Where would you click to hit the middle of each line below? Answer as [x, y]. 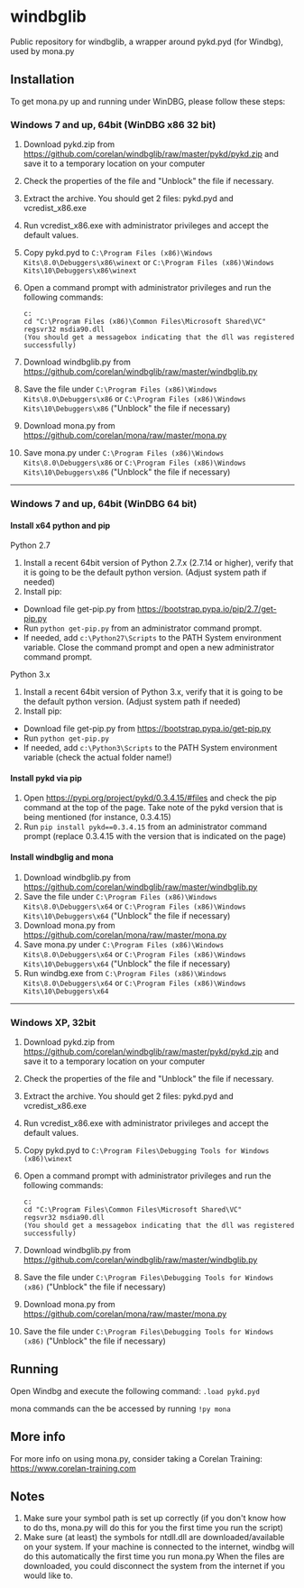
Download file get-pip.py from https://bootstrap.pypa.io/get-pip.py [147, 729]
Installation [42, 80]
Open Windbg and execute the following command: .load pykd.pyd [135, 1390]
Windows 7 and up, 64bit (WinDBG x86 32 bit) [113, 125]
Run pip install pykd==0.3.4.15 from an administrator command [145, 826]
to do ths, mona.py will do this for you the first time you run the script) [153, 1528]
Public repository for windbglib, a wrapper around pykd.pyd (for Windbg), [147, 42]
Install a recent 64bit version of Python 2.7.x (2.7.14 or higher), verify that [158, 563]
